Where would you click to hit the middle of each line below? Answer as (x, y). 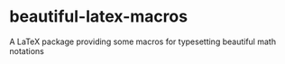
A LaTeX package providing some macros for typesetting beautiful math (143, 41)
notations (27, 50)
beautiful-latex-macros (98, 17)
